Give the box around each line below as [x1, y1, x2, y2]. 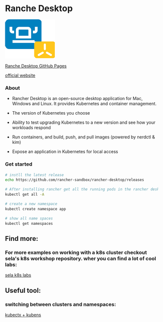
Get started [5, 161, 33, 168]
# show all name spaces [5, 216, 53, 221]
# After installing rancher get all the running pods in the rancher [5, 187, 149, 192]
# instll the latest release [5, 172, 64, 177]
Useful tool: [5, 286, 41, 294]
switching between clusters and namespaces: [5, 301, 116, 307]
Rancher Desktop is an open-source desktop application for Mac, [12, 96, 143, 102]
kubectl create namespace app [5, 206, 66, 211]
